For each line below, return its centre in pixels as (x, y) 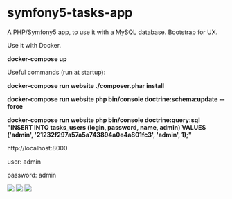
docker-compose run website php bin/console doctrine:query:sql (104, 120)
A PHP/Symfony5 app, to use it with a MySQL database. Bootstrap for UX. (113, 32)
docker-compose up (37, 59)
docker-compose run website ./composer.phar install (86, 85)
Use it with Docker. (34, 45)
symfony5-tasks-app (70, 13)
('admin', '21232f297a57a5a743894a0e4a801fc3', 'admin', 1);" (100, 135)
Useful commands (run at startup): (56, 72)
